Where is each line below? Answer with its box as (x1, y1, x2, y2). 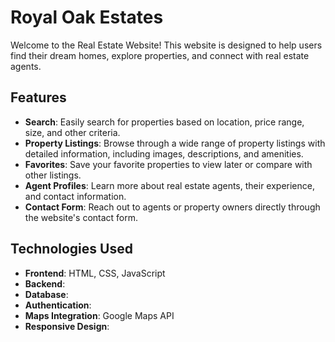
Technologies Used (10, 241, 133, 258)
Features (10, 89, 67, 106)
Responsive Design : (24, 320, 110, 332)
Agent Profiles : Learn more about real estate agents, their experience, (24, 179, 315, 191)
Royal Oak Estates (10, 6, 164, 29)
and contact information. (24, 190, 127, 202)
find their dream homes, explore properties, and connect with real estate (10, 49, 310, 61)
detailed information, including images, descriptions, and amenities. (24, 147, 304, 160)
